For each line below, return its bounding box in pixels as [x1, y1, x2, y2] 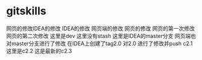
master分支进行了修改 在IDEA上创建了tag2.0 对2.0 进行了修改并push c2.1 [11, 40, 193, 47]
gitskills [6, 4, 46, 18]
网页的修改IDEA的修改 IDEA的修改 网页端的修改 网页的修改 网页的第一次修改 [6, 25, 195, 32]
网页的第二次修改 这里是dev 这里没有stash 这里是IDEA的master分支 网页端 [6, 32, 191, 40]
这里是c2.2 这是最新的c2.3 [6, 47, 72, 55]
